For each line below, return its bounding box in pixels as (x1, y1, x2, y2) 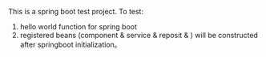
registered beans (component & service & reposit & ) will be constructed (19, 31, 259, 40)
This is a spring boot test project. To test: (8, 7, 144, 16)
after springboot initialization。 (19, 40, 122, 49)
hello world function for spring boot (19, 22, 138, 31)
